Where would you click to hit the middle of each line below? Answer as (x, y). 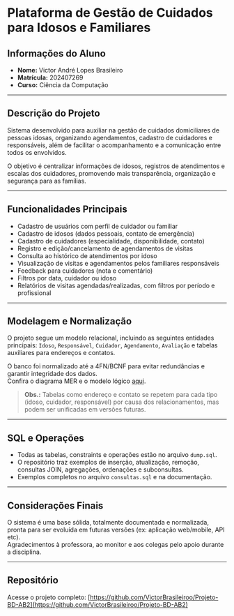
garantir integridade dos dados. (52, 374)
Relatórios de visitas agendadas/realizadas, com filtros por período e (116, 285)
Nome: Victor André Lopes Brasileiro (70, 70)
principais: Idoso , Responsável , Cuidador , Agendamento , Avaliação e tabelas (112, 345)
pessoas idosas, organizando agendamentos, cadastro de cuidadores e (110, 137)
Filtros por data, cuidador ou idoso (67, 278)
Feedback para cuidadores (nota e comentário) (85, 271)
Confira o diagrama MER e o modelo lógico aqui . (77, 381)
